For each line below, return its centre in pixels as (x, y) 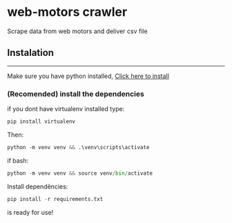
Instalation (30, 53)
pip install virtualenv (41, 122)
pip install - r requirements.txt (55, 199)
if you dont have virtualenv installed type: (66, 109)
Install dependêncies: (38, 186)
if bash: (18, 160)
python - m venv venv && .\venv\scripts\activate (78, 147)
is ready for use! (30, 212)
